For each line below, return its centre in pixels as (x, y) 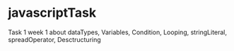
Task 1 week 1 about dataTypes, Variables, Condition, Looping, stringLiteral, (118, 32)
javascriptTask (52, 13)
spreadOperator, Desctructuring (54, 39)
